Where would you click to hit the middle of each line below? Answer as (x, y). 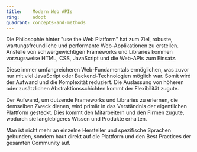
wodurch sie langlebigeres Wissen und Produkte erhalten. (77, 119)
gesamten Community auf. (38, 143)
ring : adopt (26, 17)
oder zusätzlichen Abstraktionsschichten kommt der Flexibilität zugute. (93, 89)
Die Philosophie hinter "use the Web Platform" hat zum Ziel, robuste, (89, 40)
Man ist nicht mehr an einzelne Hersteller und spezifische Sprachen (89, 130)
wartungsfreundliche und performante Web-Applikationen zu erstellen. (92, 46)
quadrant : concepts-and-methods (46, 22)
